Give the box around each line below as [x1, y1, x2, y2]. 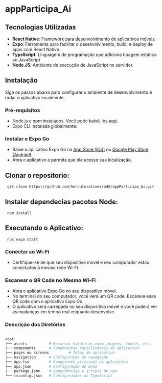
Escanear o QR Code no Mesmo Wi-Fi [5, 277, 96, 284]
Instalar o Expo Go [5, 136, 49, 142]
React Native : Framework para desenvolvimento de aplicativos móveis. [12, 36, 156, 42]
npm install [7, 211, 32, 216]
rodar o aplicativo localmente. [5, 94, 65, 100]
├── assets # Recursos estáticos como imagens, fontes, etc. [5, 341, 152, 346]
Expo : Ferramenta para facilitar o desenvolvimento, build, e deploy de [12, 41, 153, 47]
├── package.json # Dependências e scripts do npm [5, 368, 117, 374]
